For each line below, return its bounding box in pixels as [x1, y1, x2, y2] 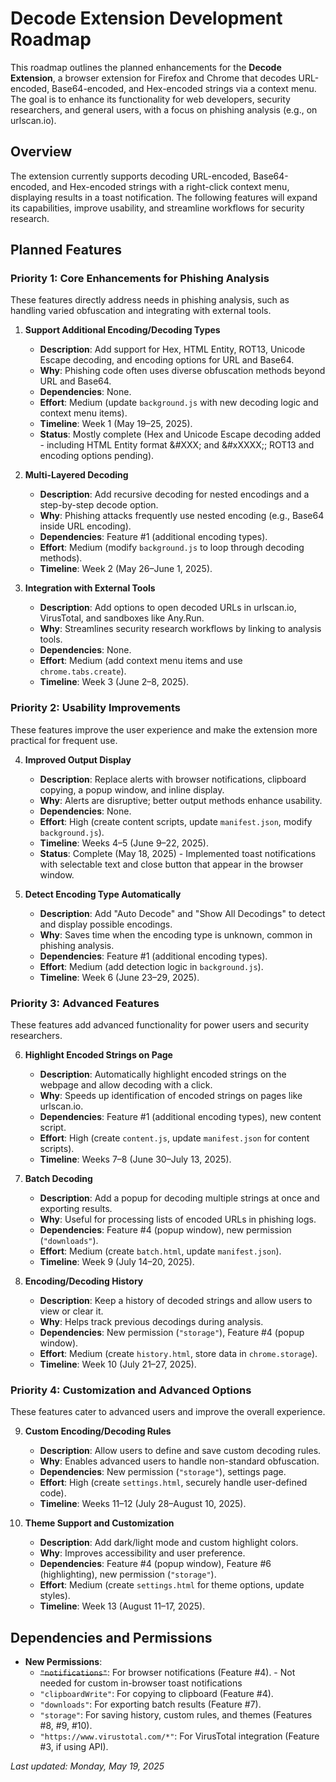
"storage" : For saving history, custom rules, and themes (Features [39, 1709, 313, 1721]
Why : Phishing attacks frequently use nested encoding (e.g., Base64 [39, 510, 325, 522]
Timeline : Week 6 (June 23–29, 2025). [39, 971, 200, 983]
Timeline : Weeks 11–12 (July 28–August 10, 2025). [39, 1498, 247, 1510]
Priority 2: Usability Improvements [10, 701, 181, 715]
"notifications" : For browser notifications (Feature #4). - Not [39, 1667, 296, 1679]
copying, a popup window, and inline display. [39, 783, 225, 796]
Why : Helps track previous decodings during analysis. [39, 1316, 264, 1328]
